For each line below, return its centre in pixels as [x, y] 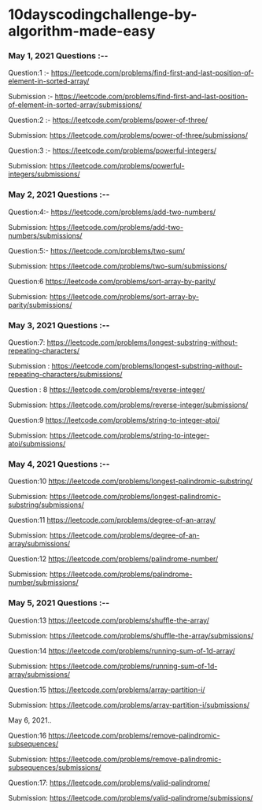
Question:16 [28, 735]
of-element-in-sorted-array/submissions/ [75, 105]
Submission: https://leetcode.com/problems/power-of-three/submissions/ [128, 135]
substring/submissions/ [46, 505]
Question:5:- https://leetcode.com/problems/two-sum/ [97, 250]
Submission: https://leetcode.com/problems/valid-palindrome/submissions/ [131, 797]
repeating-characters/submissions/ [65, 375]
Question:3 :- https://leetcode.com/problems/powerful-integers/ [113, 150]
